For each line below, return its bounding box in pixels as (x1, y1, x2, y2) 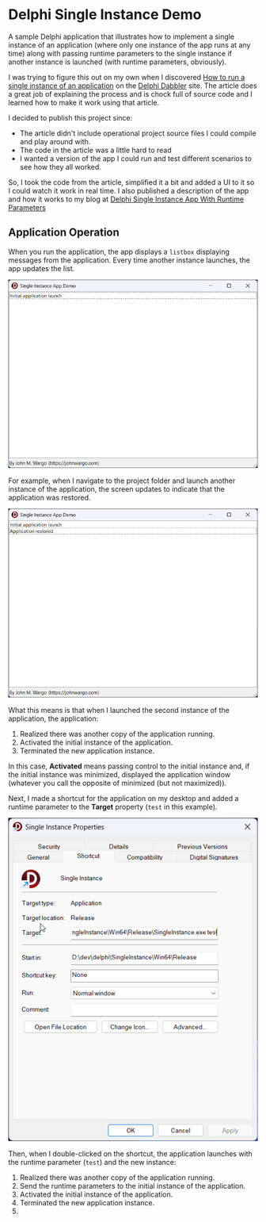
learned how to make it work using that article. (8, 98, 160, 107)
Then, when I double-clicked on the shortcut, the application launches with (8, 1149, 253, 1159)
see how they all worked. (19, 162, 101, 171)
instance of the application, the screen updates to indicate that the (8, 485, 226, 494)
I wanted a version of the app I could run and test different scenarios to (19, 153, 252, 163)
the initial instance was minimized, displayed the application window (8, 769, 231, 779)
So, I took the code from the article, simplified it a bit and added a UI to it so (8, 177, 255, 187)
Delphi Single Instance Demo (8, 6, 202, 24)
